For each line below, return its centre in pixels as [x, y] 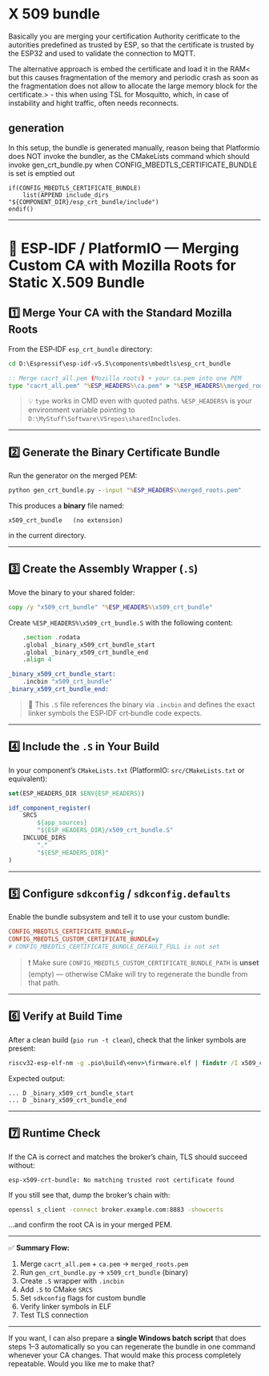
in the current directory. [47, 536]
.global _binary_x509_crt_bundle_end [86, 652]
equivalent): [28, 778]
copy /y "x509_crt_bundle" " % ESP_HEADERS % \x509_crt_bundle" [111, 607]
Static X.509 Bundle [77, 282]
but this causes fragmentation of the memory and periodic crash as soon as [133, 77]
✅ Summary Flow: [39, 1248]
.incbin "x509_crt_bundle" [68, 682]
